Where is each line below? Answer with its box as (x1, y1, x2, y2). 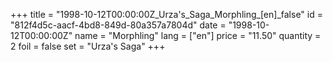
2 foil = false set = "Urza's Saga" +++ (10, 40, 166, 52)
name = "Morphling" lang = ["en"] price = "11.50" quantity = (74, 30, 322, 41)
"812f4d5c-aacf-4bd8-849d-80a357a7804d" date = (10, 19, 227, 31)
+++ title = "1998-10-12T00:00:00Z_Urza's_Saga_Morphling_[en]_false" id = (10, 9, 323, 20)
